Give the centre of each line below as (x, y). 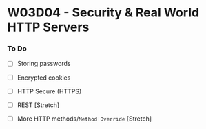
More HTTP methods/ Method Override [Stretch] (84, 119)
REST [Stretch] (38, 105)
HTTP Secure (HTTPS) (49, 91)
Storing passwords (44, 64)
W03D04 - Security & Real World (103, 13)
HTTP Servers (48, 27)
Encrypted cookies (44, 78)
